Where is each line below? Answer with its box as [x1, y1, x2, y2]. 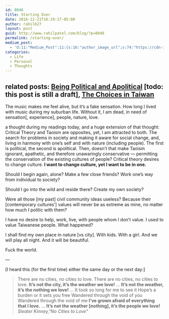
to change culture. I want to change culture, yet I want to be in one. [5, 161, 147, 167]
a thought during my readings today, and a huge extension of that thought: [5, 124, 160, 130]
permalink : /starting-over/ [5, 36, 64, 41]
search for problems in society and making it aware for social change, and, [5, 135, 160, 141]
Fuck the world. [5, 246, 38, 252]
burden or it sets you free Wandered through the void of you [17, 292, 142, 298]
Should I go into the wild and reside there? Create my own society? [5, 186, 144, 192]
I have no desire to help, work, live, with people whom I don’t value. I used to [5, 216, 164, 222]
